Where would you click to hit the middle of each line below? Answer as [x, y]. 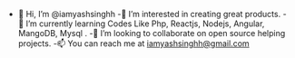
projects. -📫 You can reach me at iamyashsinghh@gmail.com [133, 43]
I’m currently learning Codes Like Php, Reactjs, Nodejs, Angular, [145, 24]
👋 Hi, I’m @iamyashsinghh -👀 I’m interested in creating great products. [149, 14]
